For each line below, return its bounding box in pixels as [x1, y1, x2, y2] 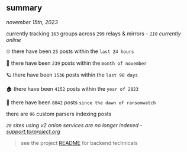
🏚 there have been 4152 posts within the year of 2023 [6, 85, 139, 92]
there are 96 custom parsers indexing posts [6, 110, 112, 117]
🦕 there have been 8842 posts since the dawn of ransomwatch [6, 98, 156, 106]
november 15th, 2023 [6, 18, 58, 25]
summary [6, 3, 43, 13]
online [6, 36, 21, 43]
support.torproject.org [6, 128, 60, 135]
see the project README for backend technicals [20, 139, 138, 146]
